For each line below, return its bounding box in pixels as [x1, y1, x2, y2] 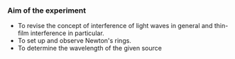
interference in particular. [30, 29, 104, 37]
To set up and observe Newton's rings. [17, 37, 131, 45]
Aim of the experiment [7, 6, 87, 15]
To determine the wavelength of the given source [17, 44, 162, 53]
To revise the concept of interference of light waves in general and [17, 22, 213, 30]
